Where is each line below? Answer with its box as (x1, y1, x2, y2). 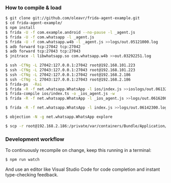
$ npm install (5, 25, 36, 31)
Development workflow (5, 136, 65, 143)
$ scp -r (5, 123, 24, 128)
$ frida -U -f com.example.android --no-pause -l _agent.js (5, 30, 136, 35)
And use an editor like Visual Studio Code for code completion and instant (5, 166, 160, 172)
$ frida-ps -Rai (5, 82, 42, 87)
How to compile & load (5, 4, 62, 11)
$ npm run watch (5, 157, 40, 162)
